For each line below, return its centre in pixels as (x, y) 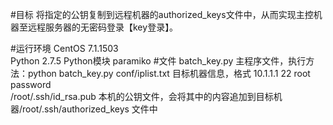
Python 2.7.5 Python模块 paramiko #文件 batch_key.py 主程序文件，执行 (158, 61)
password (31, 84)
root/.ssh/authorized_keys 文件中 (90, 109)
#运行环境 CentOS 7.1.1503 (64, 48)
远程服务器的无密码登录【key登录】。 (103, 27)
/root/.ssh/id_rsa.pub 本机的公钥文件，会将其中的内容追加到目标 (142, 96)
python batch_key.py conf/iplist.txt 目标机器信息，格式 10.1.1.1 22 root (169, 73)
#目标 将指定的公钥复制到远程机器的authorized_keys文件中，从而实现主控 (162, 14)
